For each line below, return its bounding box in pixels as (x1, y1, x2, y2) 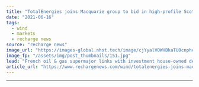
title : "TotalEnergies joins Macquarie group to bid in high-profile (6, 8, 182, 15)
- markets (11, 31, 36, 37)
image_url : (6, 47, 33, 53)
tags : (6, 20, 20, 25)
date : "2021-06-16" (6, 14, 54, 20)
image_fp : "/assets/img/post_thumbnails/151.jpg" (6, 53, 131, 59)
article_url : (6, 63, 38, 70)
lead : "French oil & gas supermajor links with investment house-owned (6, 58, 187, 64)
